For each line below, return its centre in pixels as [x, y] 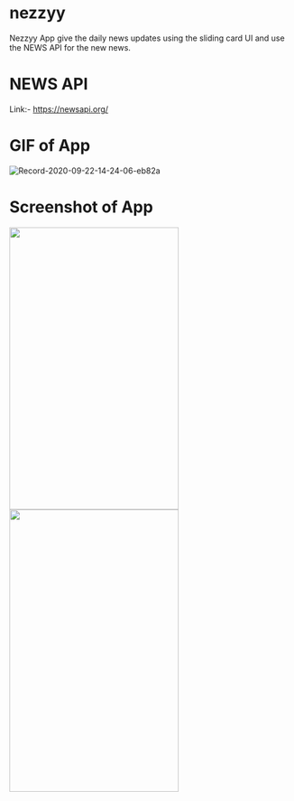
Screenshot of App [81, 207]
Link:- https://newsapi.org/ [59, 109]
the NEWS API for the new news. [70, 47]
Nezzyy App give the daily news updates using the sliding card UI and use [147, 38]
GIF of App [50, 146]
